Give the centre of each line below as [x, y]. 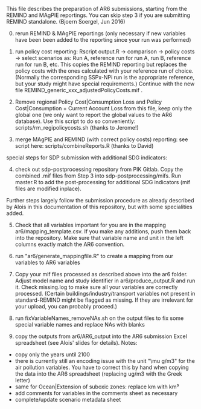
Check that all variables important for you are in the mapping [90, 225]
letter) [22, 380]
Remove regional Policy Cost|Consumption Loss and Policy [88, 102]
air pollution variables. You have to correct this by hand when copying [102, 367]
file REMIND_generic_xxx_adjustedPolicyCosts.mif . [79, 90]
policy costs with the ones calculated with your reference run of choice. [104, 71]
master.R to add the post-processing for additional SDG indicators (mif [103, 182]
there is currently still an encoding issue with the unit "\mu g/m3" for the [105, 361]
